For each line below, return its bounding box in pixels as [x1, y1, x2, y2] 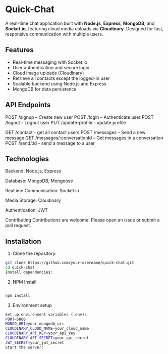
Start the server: [5, 345, 44, 350]
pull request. [5, 223, 31, 229]
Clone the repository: [12, 250, 57, 256]
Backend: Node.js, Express [5, 168, 62, 174]
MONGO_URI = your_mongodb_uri [5, 321, 65, 327]
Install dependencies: [5, 270, 53, 275]
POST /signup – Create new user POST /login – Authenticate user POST [5, 114, 154, 120]
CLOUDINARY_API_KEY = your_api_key [5, 331, 76, 336]
